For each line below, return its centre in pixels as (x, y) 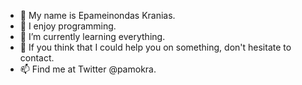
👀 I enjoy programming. (68, 26)
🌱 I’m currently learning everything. (92, 36)
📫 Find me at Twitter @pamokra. (88, 69)
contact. (37, 58)
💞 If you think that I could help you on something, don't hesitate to (155, 47)
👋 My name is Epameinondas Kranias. (97, 15)
